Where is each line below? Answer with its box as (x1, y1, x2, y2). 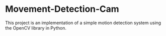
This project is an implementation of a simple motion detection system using (5, 20, 162, 26)
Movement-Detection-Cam (5, 3, 119, 15)
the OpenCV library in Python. (5, 25, 67, 31)
